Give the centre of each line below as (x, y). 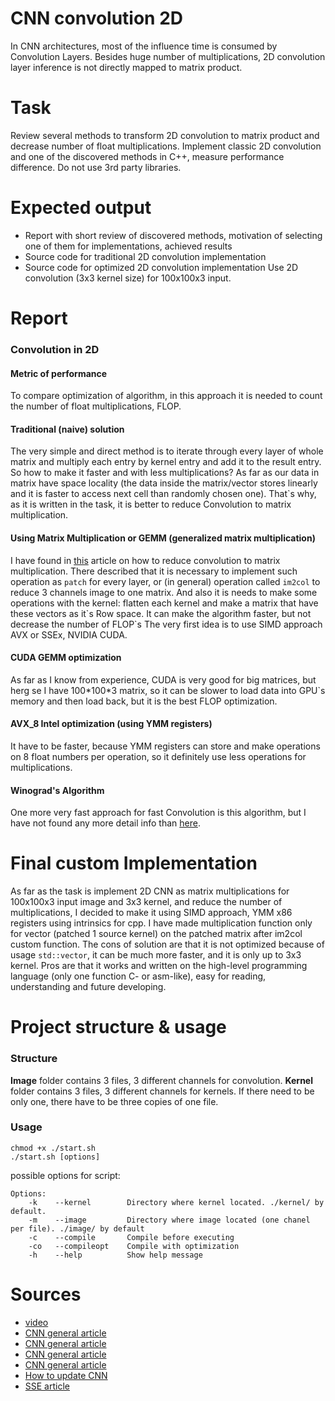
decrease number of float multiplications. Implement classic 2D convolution (166, 146)
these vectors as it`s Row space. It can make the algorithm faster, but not (161, 613)
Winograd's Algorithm (57, 790)
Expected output (81, 208)
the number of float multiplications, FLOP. (96, 406)
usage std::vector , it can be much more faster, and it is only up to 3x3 (156, 955)
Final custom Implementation (134, 863)
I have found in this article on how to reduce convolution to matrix (145, 560)
